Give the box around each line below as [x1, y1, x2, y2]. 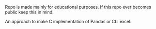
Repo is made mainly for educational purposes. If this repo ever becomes [5, 4, 152, 10]
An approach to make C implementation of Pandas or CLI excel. [5, 19, 132, 24]
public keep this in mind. [5, 9, 54, 15]
